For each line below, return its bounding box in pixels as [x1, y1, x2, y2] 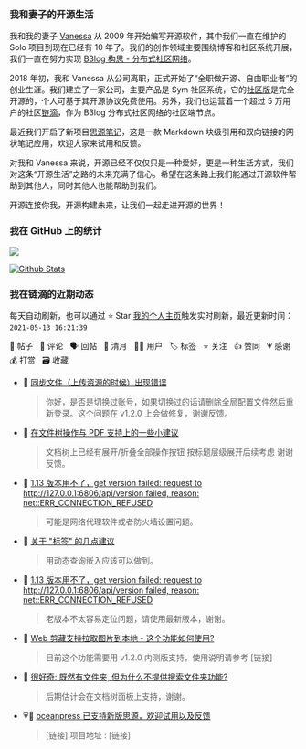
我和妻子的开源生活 [9, 7, 94, 20]
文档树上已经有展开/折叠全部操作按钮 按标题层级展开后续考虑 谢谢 [45, 446, 294, 458]
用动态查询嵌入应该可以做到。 [45, 554, 158, 565]
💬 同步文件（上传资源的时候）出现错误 [22, 376, 167, 387]
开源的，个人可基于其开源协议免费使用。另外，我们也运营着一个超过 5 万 [9, 96, 283, 107]
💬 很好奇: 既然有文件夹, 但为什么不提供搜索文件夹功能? [22, 671, 228, 682]
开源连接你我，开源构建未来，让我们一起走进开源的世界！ [9, 199, 226, 211]
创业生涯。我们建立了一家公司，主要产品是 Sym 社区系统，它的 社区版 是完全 [9, 84, 295, 95]
